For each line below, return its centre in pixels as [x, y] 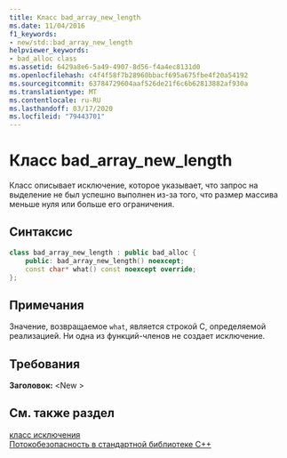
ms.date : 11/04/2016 [48, 26]
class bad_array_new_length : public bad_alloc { [103, 253]
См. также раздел [62, 413]
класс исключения [45, 434]
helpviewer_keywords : [49, 51]
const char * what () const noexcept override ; [111, 269]
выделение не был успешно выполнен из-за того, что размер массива [143, 195]
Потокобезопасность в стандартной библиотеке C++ [110, 444]
